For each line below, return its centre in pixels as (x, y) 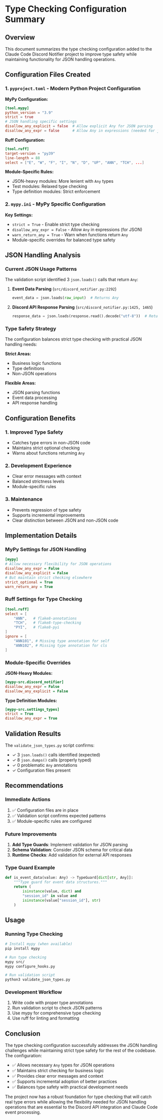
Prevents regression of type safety (47, 510)
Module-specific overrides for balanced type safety (64, 240)
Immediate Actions (28, 799)
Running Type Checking (34, 934)
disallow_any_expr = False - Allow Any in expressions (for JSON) (77, 229)
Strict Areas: (18, 354)
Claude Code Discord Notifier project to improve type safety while (71, 54)
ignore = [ (16, 637)
